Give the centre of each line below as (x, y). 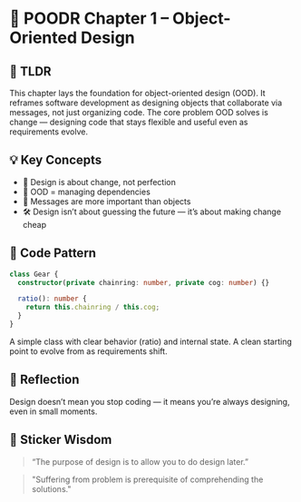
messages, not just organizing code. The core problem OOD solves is (139, 112)
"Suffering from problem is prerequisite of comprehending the (147, 479)
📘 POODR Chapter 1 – (89, 19)
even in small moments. (53, 411)
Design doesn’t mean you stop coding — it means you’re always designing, (150, 401)
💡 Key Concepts (56, 160)
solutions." (51, 488)
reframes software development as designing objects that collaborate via (146, 103)
